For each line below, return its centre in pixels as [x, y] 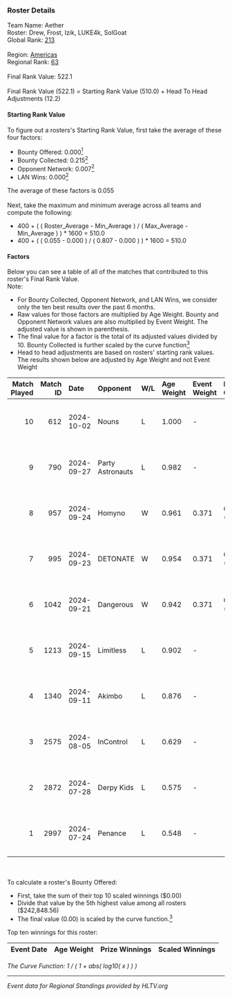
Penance [112, 833]
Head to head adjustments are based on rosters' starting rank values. [116, 352]
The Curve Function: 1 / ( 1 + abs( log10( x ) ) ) [72, 966]
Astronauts [115, 472]
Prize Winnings [126, 949]
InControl [113, 742]
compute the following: [40, 213]
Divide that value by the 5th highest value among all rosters [101, 902]
